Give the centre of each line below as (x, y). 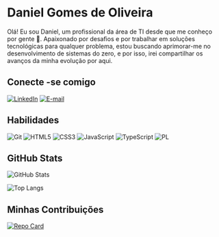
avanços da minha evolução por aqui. (60, 60)
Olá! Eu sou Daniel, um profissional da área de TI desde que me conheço (110, 32)
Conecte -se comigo (51, 83)
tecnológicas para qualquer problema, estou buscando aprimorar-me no (109, 46)
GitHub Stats (35, 158)
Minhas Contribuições (55, 209)
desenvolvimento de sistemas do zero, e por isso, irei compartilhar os (105, 53)
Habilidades (33, 120)
